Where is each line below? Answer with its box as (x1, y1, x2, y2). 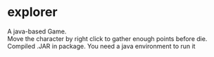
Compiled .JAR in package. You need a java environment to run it (7, 42, 196, 50)
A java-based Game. (7, 27, 67, 35)
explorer (7, 4, 58, 20)
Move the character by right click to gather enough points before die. (7, 34, 208, 42)
